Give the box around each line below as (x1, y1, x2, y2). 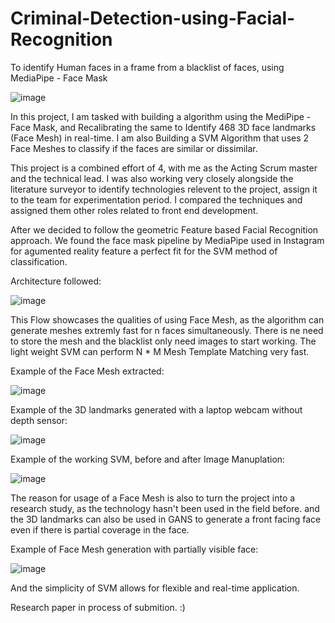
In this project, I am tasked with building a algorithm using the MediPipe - (10, 110, 312, 122)
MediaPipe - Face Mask (10, 72, 108, 84)
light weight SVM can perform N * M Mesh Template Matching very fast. (10, 345, 310, 357)
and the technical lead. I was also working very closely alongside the (10, 172, 294, 184)
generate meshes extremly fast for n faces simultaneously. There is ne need (10, 324, 324, 336)
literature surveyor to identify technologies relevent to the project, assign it (10, 183, 318, 195)
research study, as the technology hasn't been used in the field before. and (10, 502, 320, 514)
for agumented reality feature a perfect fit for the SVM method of (10, 245, 278, 257)
